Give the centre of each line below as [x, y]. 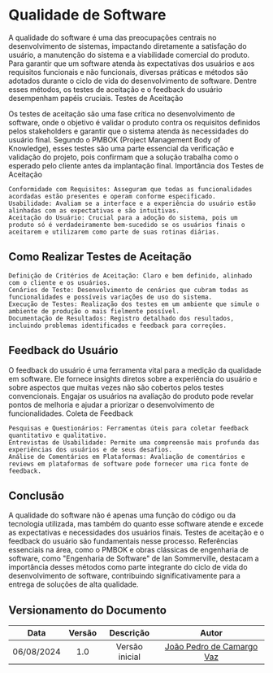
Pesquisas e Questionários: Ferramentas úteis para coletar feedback [129, 428]
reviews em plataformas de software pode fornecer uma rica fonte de [129, 464]
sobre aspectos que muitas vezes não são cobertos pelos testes [116, 387]
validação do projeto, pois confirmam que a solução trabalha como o [123, 157]
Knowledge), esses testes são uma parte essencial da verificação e [121, 148]
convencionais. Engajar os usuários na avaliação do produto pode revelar [131, 395]
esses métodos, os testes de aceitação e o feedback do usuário [115, 89]
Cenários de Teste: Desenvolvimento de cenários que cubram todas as [129, 290]
